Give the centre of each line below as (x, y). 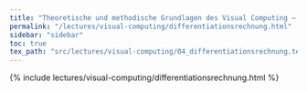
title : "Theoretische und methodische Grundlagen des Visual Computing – (153, 18)
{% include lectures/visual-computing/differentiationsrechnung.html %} (144, 77)
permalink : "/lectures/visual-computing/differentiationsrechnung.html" (151, 26)
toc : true (28, 43)
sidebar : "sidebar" (47, 35)
